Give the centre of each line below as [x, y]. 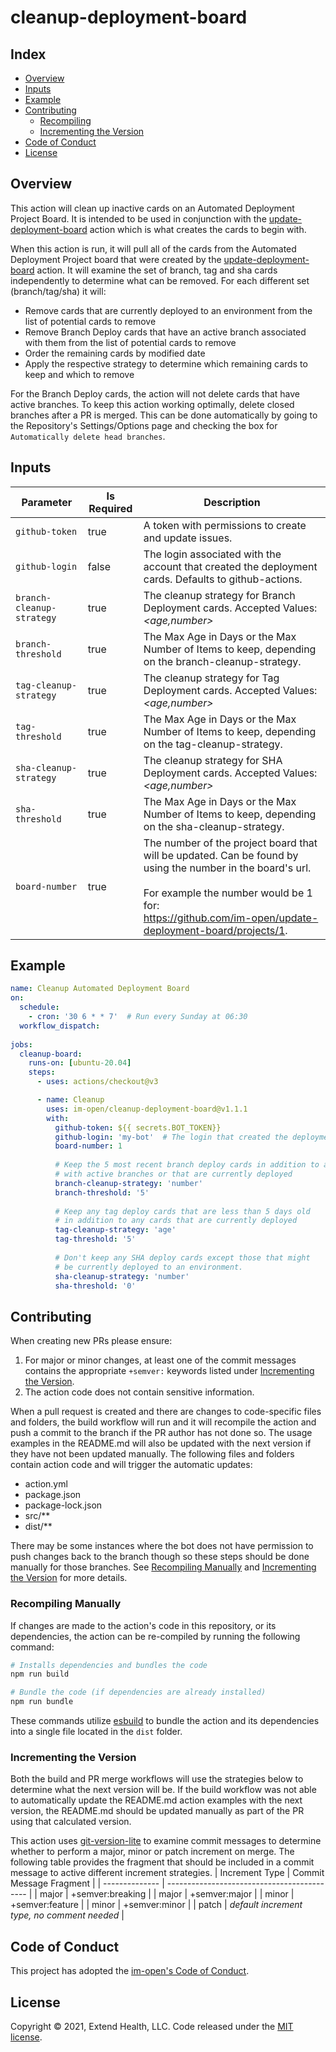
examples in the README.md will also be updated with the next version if [161, 1443]
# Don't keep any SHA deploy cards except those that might [182, 1257]
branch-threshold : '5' [102, 1192]
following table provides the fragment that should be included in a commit [162, 1862]
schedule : [39, 1007]
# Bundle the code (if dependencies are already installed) [138, 1692]
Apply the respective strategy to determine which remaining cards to [166, 363]
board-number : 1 [88, 1146]
